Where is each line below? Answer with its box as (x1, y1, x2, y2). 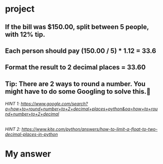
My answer (5, 148, 51, 160)
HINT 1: (5, 101, 20, 107)
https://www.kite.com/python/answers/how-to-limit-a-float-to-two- (21, 126, 158, 132)
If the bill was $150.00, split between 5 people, (5, 23, 149, 31)
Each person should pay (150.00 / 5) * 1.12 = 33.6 (5, 47, 157, 55)
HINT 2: (5, 126, 21, 132)
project (5, 3, 35, 15)
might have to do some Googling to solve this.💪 (5, 87, 151, 96)
